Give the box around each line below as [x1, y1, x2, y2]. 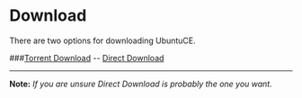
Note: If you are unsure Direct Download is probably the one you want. [9, 78, 272, 89]
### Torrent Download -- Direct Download [9, 52, 164, 63]
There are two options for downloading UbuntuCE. [9, 35, 196, 46]
